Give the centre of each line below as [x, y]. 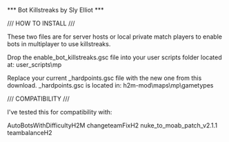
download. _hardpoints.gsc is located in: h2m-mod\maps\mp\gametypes [110, 85]
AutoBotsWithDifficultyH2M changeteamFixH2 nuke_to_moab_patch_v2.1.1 [112, 125]
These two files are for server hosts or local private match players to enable [115, 37]
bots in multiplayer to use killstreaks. [59, 44]
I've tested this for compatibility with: [60, 112]
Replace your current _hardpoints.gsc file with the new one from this [104, 78]
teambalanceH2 [30, 133]
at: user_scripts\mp [34, 64]
